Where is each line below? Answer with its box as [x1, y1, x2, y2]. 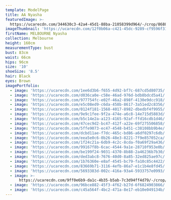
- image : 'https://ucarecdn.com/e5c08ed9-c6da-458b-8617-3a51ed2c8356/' [10, 102, 167, 107]
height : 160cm [5, 41, 36, 46]
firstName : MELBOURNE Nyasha [5, 31, 67, 36]
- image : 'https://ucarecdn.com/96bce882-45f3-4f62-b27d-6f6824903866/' [10, 183, 167, 188]
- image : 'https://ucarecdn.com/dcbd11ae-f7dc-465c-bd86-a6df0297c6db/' [10, 130, 167, 135]
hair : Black [5, 74, 31, 79]
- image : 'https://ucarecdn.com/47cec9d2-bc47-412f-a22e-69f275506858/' [10, 121, 167, 126]
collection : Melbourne [5, 36, 53, 41]
